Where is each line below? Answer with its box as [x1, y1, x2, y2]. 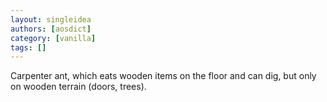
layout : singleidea [10, 14, 92, 25]
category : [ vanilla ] [10, 33, 97, 43]
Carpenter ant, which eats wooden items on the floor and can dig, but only [10, 70, 317, 82]
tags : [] [10, 42, 47, 53]
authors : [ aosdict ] [10, 24, 92, 34]
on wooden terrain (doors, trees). [10, 81, 147, 93]
